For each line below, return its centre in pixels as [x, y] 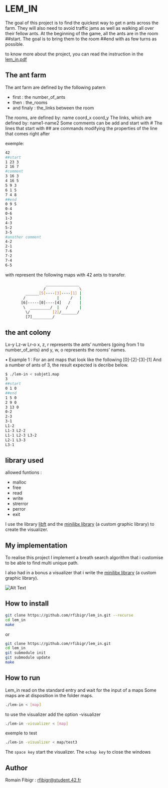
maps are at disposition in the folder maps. [49, 695]
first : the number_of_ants [39, 97]
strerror [20, 504]
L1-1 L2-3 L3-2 [21, 435]
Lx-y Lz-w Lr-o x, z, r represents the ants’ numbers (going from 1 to [75, 345]
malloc [19, 482]
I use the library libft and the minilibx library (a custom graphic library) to [80, 524]
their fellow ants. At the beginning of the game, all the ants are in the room [82, 33]
